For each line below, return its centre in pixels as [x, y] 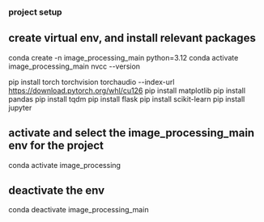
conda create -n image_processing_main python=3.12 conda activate [123, 57]
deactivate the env [57, 190]
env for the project [56, 146]
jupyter [20, 107]
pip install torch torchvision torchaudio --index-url [92, 82]
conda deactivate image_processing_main [79, 210]
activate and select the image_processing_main [132, 133]
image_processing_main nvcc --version [74, 66]
